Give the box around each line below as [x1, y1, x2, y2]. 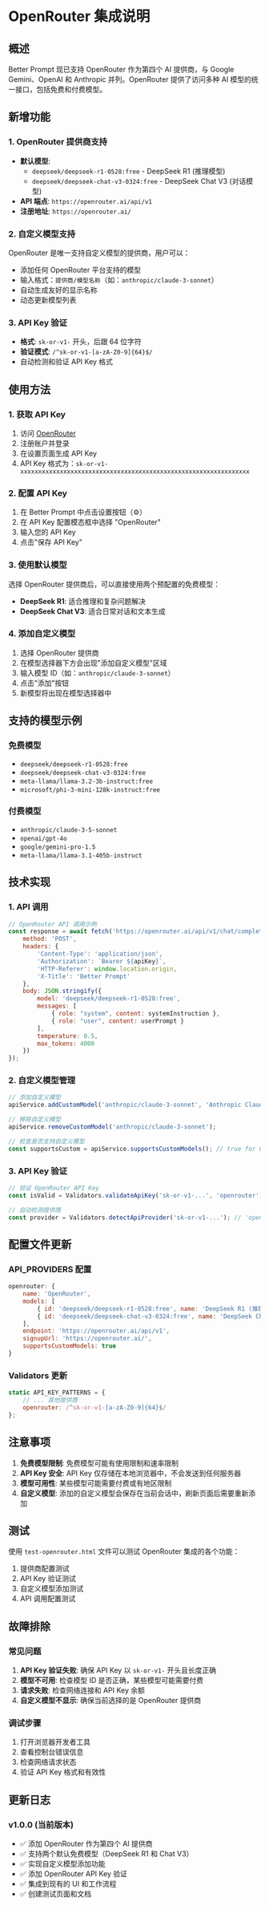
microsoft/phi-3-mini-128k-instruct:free [19, 785, 160, 794]
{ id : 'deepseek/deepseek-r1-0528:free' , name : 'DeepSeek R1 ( [37, 1304, 252, 1312]
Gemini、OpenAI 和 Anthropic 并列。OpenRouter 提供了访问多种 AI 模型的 [8, 75, 252, 84]
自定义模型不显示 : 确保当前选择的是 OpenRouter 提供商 [19, 1696, 202, 1705]
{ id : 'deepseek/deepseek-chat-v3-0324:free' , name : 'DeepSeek [37, 1312, 252, 1320]
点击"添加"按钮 [19, 678, 70, 687]
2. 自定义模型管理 [8, 1075, 76, 1086]
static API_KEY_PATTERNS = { [8, 1389, 106, 1397]
